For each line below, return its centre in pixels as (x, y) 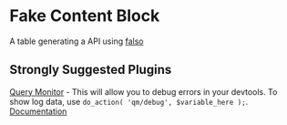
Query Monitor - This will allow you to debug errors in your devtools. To (143, 91)
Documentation (38, 111)
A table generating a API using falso (77, 41)
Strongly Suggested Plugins (91, 70)
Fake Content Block (85, 16)
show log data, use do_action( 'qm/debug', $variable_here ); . (129, 101)
